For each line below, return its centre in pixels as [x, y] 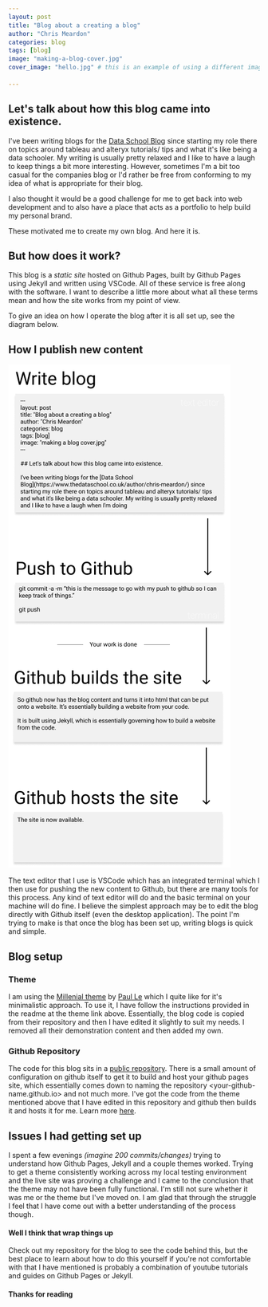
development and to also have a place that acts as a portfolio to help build [130, 207]
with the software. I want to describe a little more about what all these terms [133, 292]
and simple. [27, 931]
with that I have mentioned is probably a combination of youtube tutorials [128, 1267]
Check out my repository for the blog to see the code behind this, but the [128, 1250]
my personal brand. [40, 215]
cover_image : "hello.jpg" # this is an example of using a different [126, 68]
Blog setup [35, 957]
